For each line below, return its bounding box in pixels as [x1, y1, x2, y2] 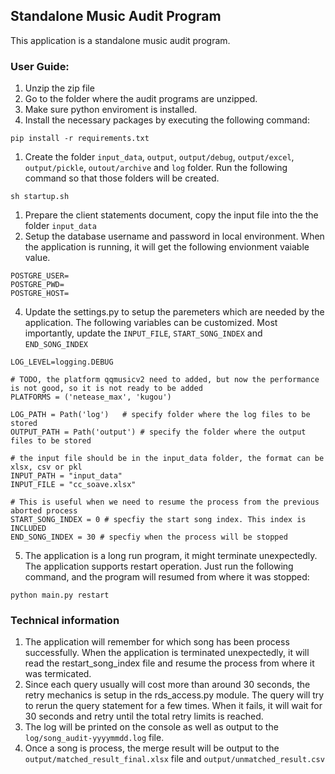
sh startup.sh [10, 192, 70, 202]
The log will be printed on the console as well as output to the [24, 721, 279, 733]
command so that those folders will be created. [24, 172, 220, 184]
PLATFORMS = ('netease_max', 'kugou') [10, 392, 172, 403]
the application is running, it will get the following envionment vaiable [24, 241, 310, 253]
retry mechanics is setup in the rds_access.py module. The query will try [24, 689, 325, 701]
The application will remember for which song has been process [24, 636, 290, 648]
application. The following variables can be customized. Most [24, 317, 278, 329]
